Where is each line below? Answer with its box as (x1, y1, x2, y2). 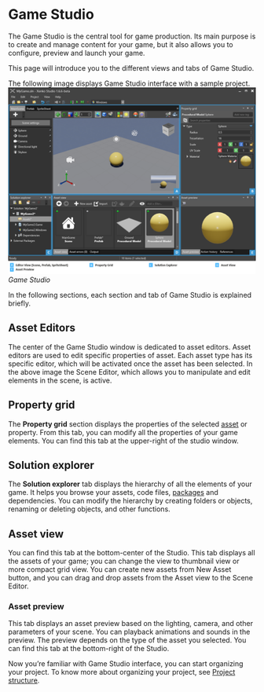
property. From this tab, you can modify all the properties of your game (8, 427, 238, 437)
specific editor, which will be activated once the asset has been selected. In (8, 359, 253, 368)
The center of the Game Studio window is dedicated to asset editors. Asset (8, 342, 251, 351)
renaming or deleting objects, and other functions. (8, 504, 170, 514)
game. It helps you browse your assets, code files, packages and (8, 488, 218, 497)
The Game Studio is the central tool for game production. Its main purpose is (8, 31, 256, 41)
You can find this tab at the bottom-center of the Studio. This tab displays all (8, 548, 255, 558)
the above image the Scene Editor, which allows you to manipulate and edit (8, 367, 251, 376)
